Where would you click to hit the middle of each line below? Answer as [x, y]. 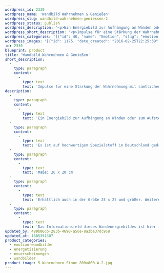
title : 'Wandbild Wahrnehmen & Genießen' [48, 55]
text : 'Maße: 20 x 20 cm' [49, 173]
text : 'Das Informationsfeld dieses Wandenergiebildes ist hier [89, 227]
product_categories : [26, 240]
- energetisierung [28, 249]
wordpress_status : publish [32, 23]
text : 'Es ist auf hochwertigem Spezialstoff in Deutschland [86, 146]
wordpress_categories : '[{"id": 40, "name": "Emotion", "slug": [72, 37]
